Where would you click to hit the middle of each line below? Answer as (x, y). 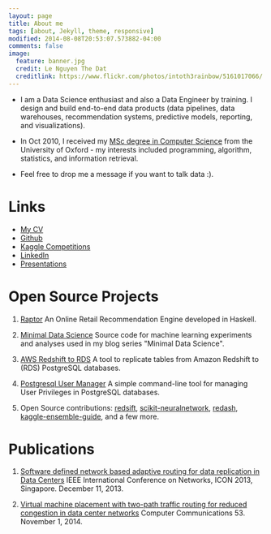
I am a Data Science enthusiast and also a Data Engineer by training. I (136, 99)
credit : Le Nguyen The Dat (61, 69)
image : (19, 54)
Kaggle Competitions (55, 246)
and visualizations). (52, 125)
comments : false (36, 46)
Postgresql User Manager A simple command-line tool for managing (134, 383)
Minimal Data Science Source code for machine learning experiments (136, 334)
